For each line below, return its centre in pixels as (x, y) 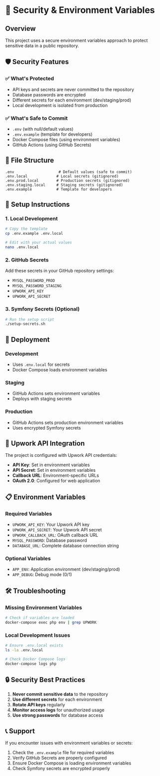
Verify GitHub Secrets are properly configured (59, 758)
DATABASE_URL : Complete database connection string (66, 546)
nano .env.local (22, 247)
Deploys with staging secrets (42, 399)
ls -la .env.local (24, 650)
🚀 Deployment (27, 339)
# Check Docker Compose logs (35, 659)
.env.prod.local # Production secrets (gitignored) (68, 180)
